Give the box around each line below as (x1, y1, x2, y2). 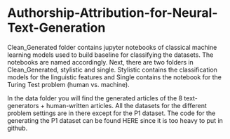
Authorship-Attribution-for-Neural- (7, 5, 218, 21)
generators (7, 101, 39, 110)
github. (7, 124, 28, 132)
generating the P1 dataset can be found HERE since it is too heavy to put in (7, 116, 223, 124)
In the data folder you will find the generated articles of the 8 (7, 93, 183, 102)
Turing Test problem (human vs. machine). (7, 80, 130, 88)
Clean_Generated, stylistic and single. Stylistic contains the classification (7, 65, 217, 74)
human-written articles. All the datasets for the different (46, 101, 207, 110)
